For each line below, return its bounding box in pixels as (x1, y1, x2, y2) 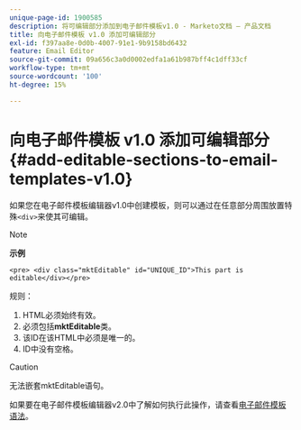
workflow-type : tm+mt (9, 64, 91, 73)
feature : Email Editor (9, 47, 95, 56)
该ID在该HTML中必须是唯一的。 (22, 332, 141, 343)
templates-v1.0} (9, 169, 133, 189)
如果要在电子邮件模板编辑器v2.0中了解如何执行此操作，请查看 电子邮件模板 (9, 398, 287, 410)
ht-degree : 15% (9, 80, 67, 89)
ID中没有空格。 (22, 343, 78, 354)
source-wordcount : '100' (9, 72, 103, 81)
